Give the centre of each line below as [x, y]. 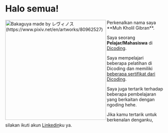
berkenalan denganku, [130, 119]
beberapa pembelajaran [132, 94]
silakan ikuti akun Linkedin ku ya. [39, 125]
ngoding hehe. [122, 104]
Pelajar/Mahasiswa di [130, 42]
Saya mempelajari [125, 57]
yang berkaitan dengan [131, 99]
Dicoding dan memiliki [130, 68]
